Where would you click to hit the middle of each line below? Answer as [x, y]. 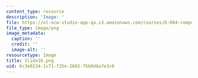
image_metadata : [26, 33]
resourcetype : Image [32, 55]
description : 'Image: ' [35, 17]
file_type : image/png [33, 28]
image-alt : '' [29, 50]
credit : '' [25, 45]
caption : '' [26, 39]
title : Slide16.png [30, 60]
